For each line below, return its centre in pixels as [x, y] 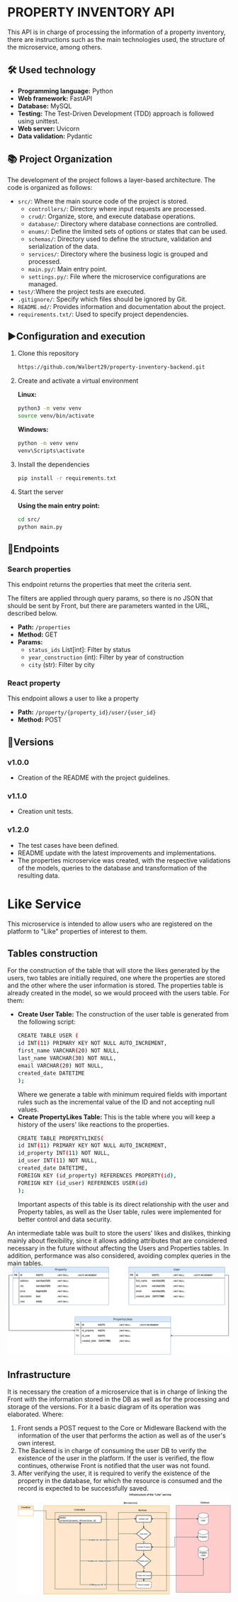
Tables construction [52, 953]
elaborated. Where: [35, 1414]
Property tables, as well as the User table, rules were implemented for [119, 1211]
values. [28, 1109]
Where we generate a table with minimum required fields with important [122, 1094]
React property [34, 683]
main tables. [25, 1263]
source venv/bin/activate [56, 416]
